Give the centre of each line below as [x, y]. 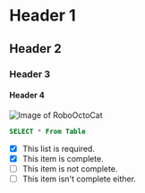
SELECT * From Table [48, 131]
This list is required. [59, 148]
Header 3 [30, 74]
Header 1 [43, 16]
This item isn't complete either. [79, 179]
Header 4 [27, 96]
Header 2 [36, 49]
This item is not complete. [70, 168]
